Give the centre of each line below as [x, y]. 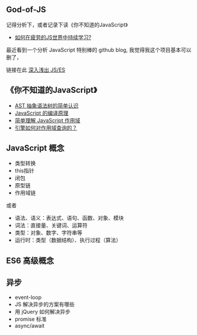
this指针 [24, 171]
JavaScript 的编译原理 [41, 113]
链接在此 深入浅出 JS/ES [36, 70]
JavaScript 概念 [35, 148]
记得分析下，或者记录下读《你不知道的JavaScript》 [67, 25]
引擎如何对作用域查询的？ [46, 128]
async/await [30, 326]
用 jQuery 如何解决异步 [43, 311]
